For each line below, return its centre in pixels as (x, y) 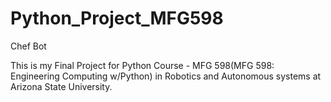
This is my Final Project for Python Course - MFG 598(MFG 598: (142, 65)
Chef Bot (28, 46)
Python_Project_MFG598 (117, 18)
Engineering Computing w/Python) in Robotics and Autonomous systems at (166, 76)
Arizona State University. (61, 86)
